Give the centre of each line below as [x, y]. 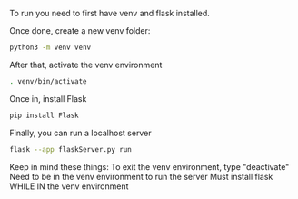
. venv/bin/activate [49, 81]
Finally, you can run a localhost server [80, 133]
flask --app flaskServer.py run [70, 149]
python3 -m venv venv [50, 47]
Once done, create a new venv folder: [80, 30]
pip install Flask [44, 115]
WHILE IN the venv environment [69, 186]
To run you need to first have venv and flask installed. [110, 13]
